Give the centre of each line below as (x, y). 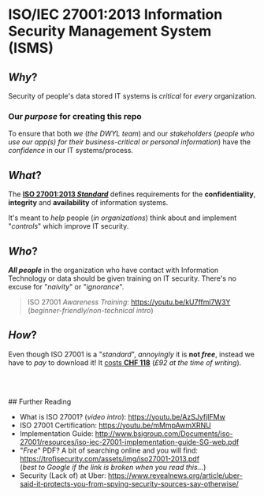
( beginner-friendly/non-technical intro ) (90, 310)
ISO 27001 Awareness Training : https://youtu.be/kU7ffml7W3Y (129, 302)
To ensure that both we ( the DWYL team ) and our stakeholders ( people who (131, 134)
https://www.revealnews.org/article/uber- (175, 475)
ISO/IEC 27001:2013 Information (115, 15)
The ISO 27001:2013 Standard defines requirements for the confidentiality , (132, 194)
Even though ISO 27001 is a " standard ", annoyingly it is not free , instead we (131, 354)
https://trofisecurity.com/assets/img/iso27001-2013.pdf (109, 458)
